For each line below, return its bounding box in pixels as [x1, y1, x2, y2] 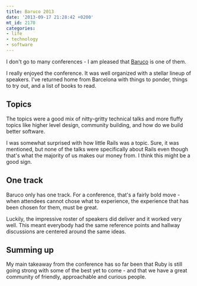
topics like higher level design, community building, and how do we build [6, 121, 183, 128]
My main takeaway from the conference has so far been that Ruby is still [6, 260, 182, 268]
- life [6, 31, 22, 37]
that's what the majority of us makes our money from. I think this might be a [6, 152, 190, 159]
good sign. [6, 158, 33, 165]
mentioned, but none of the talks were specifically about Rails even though [6, 145, 188, 152]
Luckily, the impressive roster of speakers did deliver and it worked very [6, 215, 182, 223]
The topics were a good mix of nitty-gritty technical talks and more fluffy [6, 115, 183, 122]
